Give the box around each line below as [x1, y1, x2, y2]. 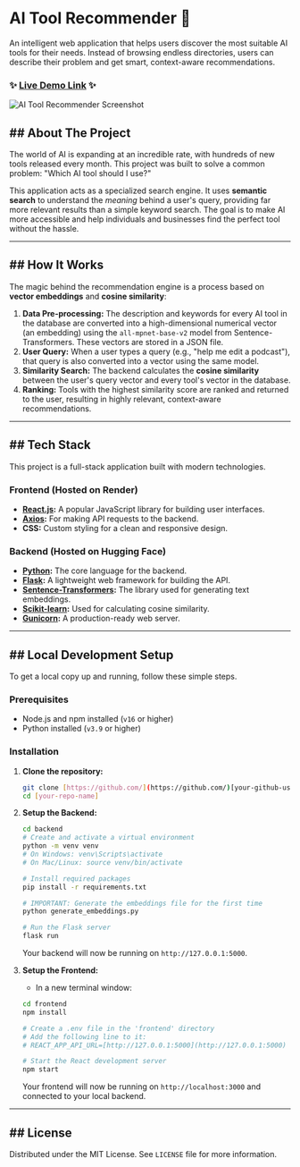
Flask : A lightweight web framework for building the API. [21, 575, 230, 586]
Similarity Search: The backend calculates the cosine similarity [21, 365, 260, 376]
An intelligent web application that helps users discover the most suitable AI [9, 38, 288, 48]
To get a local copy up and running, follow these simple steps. [9, 671, 237, 682]
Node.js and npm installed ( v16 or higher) [21, 714, 174, 724]
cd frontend [21, 1000, 67, 1009]
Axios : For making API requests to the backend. [21, 513, 199, 524]
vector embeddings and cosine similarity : [9, 291, 167, 301]
